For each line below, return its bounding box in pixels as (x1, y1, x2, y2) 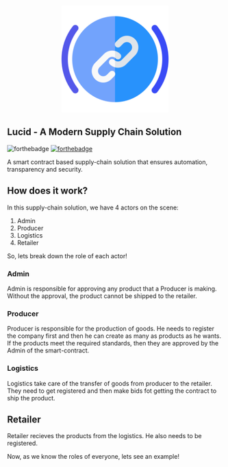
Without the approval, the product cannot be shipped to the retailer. (7, 291, 197, 300)
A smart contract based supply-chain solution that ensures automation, (7, 157, 208, 166)
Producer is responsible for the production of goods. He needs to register (7, 325, 214, 333)
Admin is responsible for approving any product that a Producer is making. (7, 284, 217, 293)
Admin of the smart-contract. (7, 346, 90, 355)
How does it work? (7, 185, 88, 197)
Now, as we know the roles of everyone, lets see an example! (7, 453, 180, 461)
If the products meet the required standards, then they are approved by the (7, 339, 219, 348)
